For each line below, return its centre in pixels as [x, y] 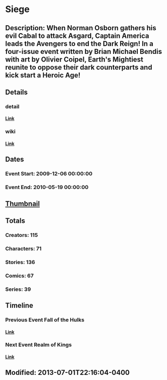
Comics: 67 [19, 276]
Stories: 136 [20, 262]
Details [16, 92]
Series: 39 [18, 289]
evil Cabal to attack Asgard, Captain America [77, 36]
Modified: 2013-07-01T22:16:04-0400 [68, 373]
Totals [15, 221]
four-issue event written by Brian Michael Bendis [84, 51]
